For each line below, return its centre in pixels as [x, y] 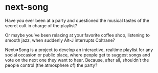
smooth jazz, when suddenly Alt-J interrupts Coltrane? [60, 40]
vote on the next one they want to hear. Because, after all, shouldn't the [77, 60]
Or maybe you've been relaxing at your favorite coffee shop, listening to [78, 35]
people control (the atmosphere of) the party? [51, 65]
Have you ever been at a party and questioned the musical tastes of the [77, 20]
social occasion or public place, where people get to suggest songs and [78, 55]
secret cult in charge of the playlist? [41, 25]
